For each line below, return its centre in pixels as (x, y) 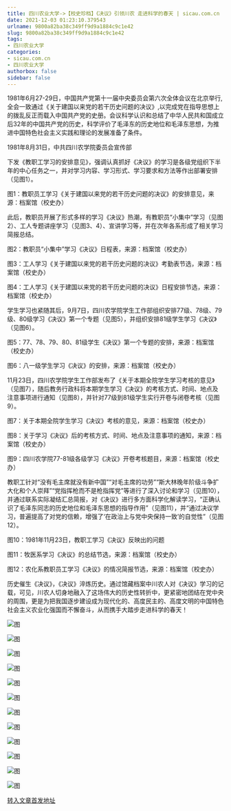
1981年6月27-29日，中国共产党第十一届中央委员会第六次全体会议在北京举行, (115, 98)
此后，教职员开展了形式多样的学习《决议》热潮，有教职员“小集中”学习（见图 (115, 217)
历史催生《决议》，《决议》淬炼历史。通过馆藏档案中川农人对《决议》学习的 (112, 584)
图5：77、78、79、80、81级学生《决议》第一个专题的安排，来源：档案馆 (111, 342)
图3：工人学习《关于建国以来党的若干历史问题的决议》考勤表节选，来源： (111, 264)
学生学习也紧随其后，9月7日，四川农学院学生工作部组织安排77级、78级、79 (114, 311)
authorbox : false (32, 71)
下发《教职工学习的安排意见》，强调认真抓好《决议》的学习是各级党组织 (108, 162)
